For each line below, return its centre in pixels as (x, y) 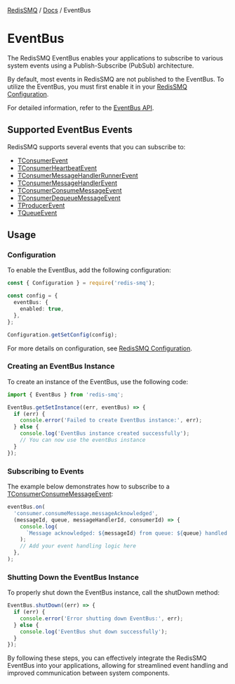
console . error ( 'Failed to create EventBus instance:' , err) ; (111, 420)
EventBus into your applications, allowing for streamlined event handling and (118, 666)
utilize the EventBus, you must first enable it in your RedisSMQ (97, 87)
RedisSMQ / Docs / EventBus (49, 10)
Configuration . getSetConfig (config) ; (62, 335)
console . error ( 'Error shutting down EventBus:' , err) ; (102, 619)
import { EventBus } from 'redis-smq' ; (66, 394)
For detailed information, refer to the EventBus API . (81, 108)
